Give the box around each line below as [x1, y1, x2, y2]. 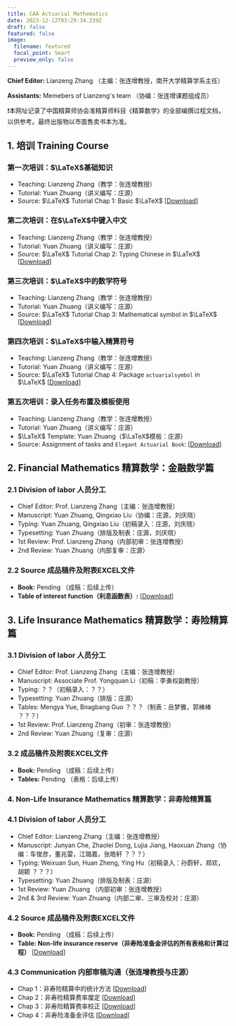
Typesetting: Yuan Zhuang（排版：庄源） [17, 694, 137, 703]
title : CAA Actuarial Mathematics [7, 10, 109, 18]
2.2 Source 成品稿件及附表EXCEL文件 [7, 565, 136, 575]
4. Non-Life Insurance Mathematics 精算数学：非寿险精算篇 [7, 794, 212, 803]
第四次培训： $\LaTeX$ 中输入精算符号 [7, 336, 135, 346]
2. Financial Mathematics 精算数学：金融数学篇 [7, 462, 214, 474]
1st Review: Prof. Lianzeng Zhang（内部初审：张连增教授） [17, 537, 188, 546]
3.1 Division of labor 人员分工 [7, 650, 106, 660]
